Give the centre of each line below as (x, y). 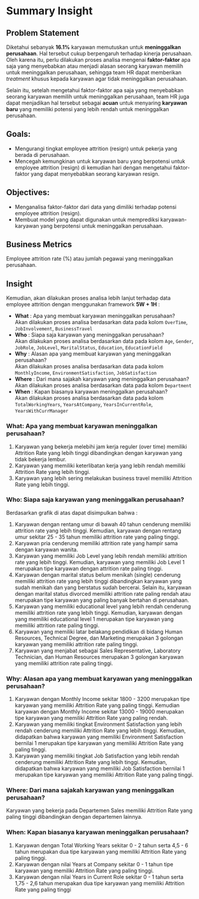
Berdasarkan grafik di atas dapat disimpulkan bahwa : (72, 513)
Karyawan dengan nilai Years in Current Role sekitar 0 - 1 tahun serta (99, 877)
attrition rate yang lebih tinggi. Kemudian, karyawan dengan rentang (98, 530)
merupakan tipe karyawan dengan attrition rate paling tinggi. (89, 568)
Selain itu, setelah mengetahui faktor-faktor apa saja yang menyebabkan (95, 90)
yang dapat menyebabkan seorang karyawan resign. (95, 174)
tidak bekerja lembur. (40, 459)
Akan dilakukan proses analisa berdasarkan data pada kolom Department (103, 385)
